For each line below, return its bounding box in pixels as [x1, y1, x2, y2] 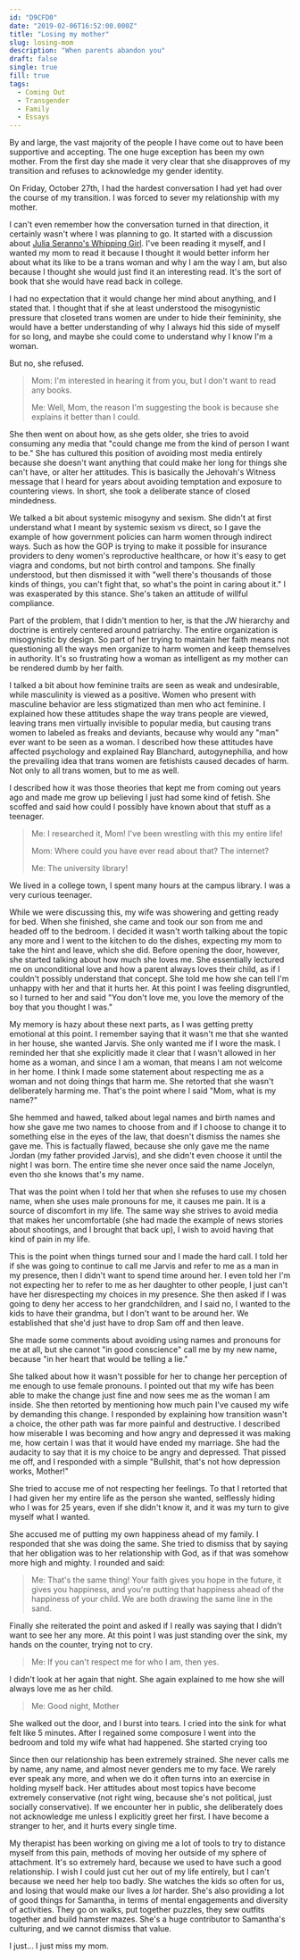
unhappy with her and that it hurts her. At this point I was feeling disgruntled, [9, 983, 291, 993]
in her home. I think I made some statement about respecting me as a [9, 1067, 264, 1077]
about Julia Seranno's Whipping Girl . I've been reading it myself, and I [9, 238, 266, 249]
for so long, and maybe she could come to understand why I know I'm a [9, 331, 273, 342]
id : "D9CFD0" [9, 12, 58, 22]
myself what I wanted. [9, 1512, 91, 1523]
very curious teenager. [9, 890, 93, 901]
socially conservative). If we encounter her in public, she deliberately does [9, 1802, 284, 1813]
